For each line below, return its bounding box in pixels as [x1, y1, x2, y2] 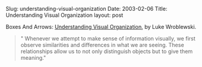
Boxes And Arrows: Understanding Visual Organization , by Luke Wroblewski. [5, 24, 197, 30]
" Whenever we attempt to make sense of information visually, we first [20, 35, 196, 42]
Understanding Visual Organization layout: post [5, 11, 123, 19]
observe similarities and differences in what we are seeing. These [20, 42, 184, 48]
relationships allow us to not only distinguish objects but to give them [20, 48, 193, 55]
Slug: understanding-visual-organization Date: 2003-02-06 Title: [5, 5, 168, 12]
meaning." [20, 54, 47, 61]
